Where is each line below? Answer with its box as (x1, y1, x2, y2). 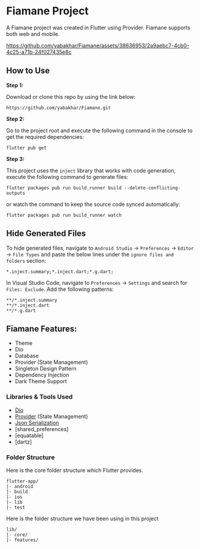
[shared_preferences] (14, 425, 69, 432)
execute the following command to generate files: (6, 173, 129, 180)
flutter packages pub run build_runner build (6, 184, 122, 191)
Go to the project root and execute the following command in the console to (6, 127, 193, 134)
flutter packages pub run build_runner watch (6, 212, 122, 218)
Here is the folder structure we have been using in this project (6, 515, 159, 522)
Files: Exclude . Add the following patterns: (6, 286, 114, 293)
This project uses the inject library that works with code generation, (6, 166, 175, 174)
